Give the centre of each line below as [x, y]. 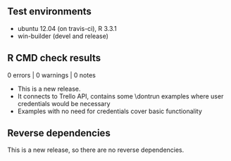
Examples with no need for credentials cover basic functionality [110, 111]
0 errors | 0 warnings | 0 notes [52, 75]
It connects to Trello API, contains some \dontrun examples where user [120, 96]
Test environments [49, 12]
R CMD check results [54, 58]
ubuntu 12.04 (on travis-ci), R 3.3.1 [67, 28]
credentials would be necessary [64, 103]
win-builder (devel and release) [63, 36]
